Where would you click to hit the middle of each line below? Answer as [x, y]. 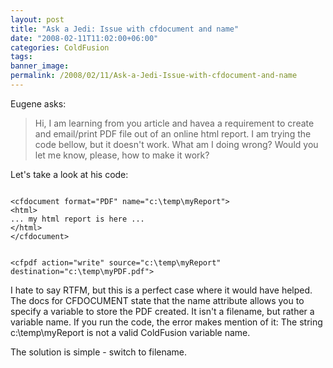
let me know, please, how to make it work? [122, 155]
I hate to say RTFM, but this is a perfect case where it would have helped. [161, 290]
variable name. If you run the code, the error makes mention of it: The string [166, 322]
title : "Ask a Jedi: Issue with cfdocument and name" [125, 29]
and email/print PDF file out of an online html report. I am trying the [173, 133]
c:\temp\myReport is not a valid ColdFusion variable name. [130, 332]
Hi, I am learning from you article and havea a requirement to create [174, 123]
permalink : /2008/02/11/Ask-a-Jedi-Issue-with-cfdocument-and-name [154, 76]
